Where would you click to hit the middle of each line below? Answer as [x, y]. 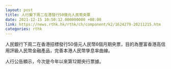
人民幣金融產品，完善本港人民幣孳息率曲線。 [66, 51]
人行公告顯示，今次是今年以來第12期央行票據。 [55, 61]
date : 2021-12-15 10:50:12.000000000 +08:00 [53, 19]
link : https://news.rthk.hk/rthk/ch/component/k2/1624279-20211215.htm [83, 24]
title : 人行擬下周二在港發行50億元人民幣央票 [48, 15]
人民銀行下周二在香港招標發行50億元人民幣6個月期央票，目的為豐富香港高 [83, 44]
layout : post [19, 10]
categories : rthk [24, 29]
